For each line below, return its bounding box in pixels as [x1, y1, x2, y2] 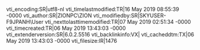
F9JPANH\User [6, 18, 44, 25]
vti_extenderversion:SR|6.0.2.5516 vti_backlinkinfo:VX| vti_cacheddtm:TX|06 [6, 31, 195, 38]
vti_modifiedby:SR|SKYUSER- [93, 12, 167, 19]
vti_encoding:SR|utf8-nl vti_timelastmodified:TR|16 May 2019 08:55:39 [6, 6, 179, 12]
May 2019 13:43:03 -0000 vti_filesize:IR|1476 [6, 37, 118, 44]
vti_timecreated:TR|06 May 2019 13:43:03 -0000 [6, 24, 126, 32]
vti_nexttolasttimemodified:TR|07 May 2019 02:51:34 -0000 [44, 18, 191, 25]
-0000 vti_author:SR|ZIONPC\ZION [6, 12, 93, 19]
